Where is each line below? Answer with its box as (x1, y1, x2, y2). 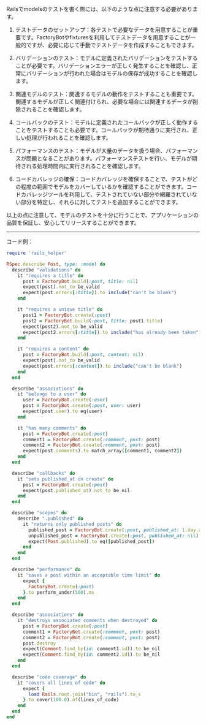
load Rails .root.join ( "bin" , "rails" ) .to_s (28, 691, 141, 697)
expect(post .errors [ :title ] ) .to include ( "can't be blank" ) (22, 290, 177, 296)
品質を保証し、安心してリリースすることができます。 (6, 219, 140, 226)
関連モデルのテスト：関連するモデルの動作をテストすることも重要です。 (15, 91, 198, 97)
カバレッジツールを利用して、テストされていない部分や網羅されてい (20, 191, 192, 198)
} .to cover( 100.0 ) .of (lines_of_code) (22, 697, 120, 703)
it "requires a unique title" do (17, 306, 103, 313)
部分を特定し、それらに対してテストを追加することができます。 (20, 199, 181, 205)
